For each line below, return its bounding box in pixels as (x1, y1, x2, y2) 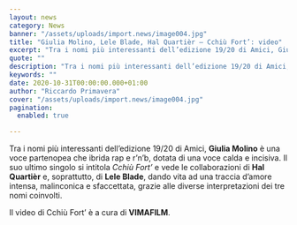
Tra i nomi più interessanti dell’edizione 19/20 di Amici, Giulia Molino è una (9, 143, 281, 154)
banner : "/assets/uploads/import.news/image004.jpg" (9, 29, 208, 38)
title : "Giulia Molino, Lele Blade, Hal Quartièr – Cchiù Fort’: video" (9, 37, 283, 47)
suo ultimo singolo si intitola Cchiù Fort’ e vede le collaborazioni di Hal (9, 162, 265, 173)
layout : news (9, 12, 57, 22)
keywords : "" (9, 71, 57, 79)
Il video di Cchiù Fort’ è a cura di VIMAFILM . (9, 207, 171, 218)
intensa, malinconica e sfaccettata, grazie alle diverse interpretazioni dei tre (9, 181, 286, 191)
